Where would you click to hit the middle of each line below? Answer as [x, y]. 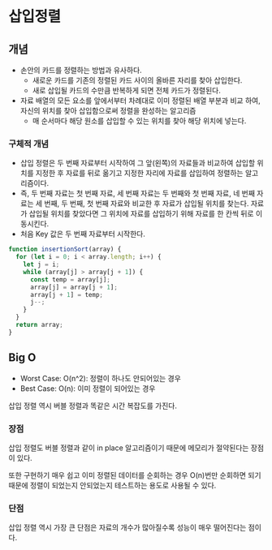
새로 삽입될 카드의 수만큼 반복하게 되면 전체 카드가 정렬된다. [127, 90]
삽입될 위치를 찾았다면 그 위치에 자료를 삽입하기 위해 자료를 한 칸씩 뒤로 [141, 214]
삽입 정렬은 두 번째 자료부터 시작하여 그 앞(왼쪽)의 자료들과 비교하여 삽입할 [138, 163]
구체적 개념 [29, 144]
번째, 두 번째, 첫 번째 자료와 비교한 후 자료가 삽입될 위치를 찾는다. [147, 204]
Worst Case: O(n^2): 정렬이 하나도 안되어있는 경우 [100, 378]
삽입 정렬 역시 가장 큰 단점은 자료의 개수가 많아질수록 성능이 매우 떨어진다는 [127, 527]
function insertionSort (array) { [65, 249]
